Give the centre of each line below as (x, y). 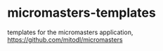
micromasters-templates (81, 13)
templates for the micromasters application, (70, 32)
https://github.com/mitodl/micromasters (65, 39)
